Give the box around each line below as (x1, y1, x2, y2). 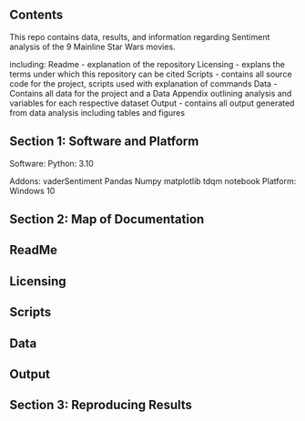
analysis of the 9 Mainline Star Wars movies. (9, 41, 176, 52)
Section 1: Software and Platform (9, 134, 199, 149)
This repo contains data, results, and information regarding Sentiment (9, 31, 270, 42)
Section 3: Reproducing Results (9, 397, 193, 413)
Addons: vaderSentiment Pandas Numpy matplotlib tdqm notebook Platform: (9, 175, 297, 186)
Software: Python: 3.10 (9, 158, 94, 169)
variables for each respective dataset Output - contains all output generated (9, 98, 295, 108)
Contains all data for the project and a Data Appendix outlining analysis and (9, 87, 292, 98)
